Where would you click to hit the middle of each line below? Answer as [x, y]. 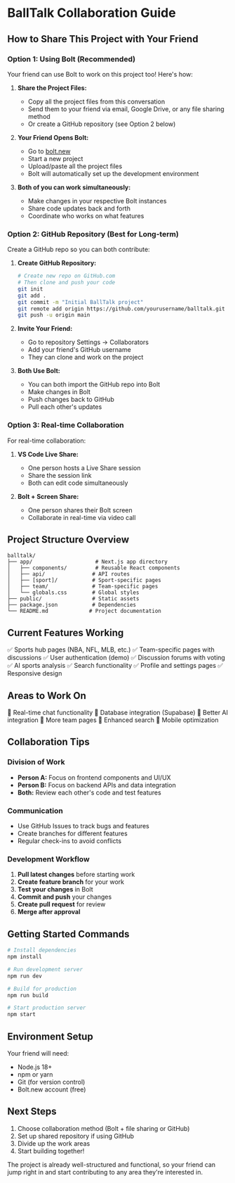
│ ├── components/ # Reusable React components [94, 568]
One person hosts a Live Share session [84, 468]
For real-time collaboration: [47, 441]
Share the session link [60, 475]
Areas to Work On [47, 696]
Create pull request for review [61, 904]
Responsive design [35, 673]
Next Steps [32, 1112]
